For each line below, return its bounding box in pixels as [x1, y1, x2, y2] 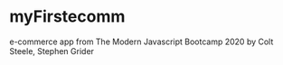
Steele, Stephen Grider [9, 45, 95, 56]
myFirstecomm [9, 6, 126, 27]
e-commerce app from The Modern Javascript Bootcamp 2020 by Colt [9, 36, 274, 47]
